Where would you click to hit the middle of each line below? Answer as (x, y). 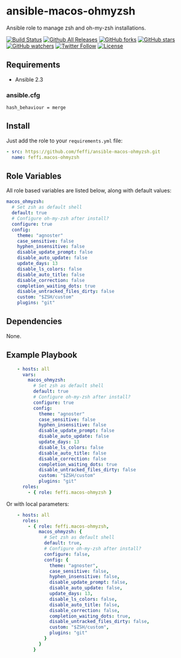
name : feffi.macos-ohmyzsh (46, 157)
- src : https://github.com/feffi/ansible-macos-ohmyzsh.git (84, 152)
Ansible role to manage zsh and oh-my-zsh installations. (76, 28)
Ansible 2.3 (29, 79)
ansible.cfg (23, 95)
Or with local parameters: (38, 504)
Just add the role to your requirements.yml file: (64, 141)
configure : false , (67, 554)
